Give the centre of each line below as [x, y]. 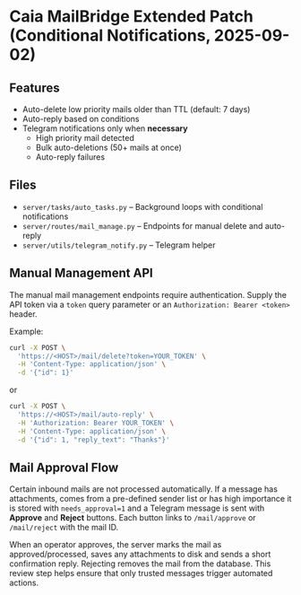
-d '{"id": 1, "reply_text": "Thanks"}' [94, 440]
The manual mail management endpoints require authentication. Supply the [148, 294]
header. [23, 314]
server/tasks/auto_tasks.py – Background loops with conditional [142, 206]
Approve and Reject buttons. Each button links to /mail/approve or [133, 518]
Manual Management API [82, 273]
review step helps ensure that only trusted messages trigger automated [141, 573]
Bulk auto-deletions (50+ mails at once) [108, 147]
